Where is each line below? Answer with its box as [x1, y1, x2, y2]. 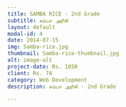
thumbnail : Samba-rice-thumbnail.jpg [7, 50, 120, 57]
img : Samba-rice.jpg [7, 43, 69, 50]
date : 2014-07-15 [7, 37, 59, 44]
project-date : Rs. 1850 [7, 63, 78, 70]
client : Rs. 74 [7, 69, 53, 77]
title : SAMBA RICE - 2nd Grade [7, 10, 100, 18]
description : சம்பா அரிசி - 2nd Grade [7, 83, 116, 90]
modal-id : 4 [7, 30, 43, 38]
